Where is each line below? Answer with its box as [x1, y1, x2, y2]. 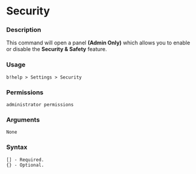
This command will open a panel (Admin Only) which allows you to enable [6, 39, 191, 46]
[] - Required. [6, 157, 44, 163]
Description [6, 26, 41, 34]
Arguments [6, 116, 40, 124]
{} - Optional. [6, 162, 44, 168]
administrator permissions [6, 102, 74, 108]
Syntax [6, 143, 28, 151]
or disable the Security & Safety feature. [6, 46, 107, 53]
